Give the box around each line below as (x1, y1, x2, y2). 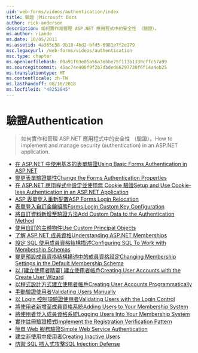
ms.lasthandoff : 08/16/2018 (6, 81, 77, 87)
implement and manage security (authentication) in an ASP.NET (20, 142, 178, 149)
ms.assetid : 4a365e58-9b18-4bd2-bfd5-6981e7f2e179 (6, 42, 135, 48)
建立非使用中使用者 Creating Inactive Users (14, 333, 121, 340)
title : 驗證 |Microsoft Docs (6, 14, 77, 20)
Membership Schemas (14, 245, 71, 253)
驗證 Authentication (6, 114, 103, 128)
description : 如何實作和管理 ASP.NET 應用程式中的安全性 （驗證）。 (6, 25, 160, 32)
